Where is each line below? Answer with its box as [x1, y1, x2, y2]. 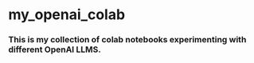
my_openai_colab [8, 6, 126, 24]
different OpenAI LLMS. [8, 44, 101, 55]
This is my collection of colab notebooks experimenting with [8, 34, 247, 45]
